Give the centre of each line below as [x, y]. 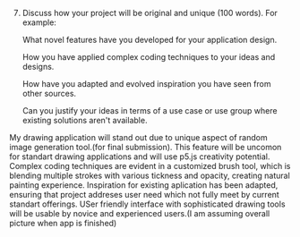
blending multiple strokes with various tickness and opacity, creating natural [150, 175]
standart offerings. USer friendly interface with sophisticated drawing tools [147, 204]
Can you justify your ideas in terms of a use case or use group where [150, 110]
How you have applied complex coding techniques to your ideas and [149, 57]
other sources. [49, 93]
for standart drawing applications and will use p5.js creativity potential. [140, 157]
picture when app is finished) [63, 223]
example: [39, 22]
